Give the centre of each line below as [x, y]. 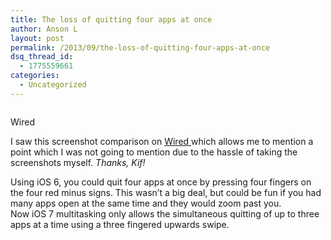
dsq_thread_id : [42, 57]
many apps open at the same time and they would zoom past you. [146, 203]
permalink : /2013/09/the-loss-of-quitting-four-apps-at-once [140, 47]
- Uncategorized [53, 85]
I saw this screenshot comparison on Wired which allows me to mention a [162, 141]
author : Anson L [44, 29]
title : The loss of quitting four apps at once [111, 19]
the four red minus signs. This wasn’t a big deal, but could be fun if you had [166, 192]
